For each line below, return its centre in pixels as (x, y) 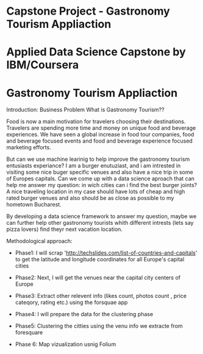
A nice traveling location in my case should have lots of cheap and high (96, 192)
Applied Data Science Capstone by (96, 52)
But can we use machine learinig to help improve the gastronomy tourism (98, 159)
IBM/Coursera (43, 65)
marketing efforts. (29, 147)
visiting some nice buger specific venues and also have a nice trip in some (100, 172)
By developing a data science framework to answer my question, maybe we (101, 216)
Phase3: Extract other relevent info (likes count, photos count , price (101, 296)
